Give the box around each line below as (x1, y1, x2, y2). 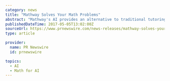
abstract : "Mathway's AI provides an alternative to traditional (5, 17, 146, 22)
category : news (5, 7, 37, 13)
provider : (5, 40, 26, 46)
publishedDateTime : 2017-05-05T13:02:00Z (5, 21, 94, 27)
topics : (5, 59, 22, 64)
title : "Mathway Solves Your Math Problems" (5, 12, 101, 17)
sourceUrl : (5, 26, 28, 31)
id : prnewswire (10, 49, 42, 55)
